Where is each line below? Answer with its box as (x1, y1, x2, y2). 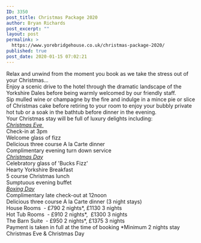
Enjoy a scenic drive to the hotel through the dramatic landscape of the (6, 82, 182, 90)
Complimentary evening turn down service (6, 147, 112, 154)
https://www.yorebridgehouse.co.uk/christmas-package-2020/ (11, 43, 165, 49)
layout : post (6, 31, 39, 37)
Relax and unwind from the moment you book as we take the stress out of (6, 70, 189, 77)
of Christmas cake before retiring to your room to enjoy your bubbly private (6, 102, 192, 109)
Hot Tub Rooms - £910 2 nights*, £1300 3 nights (6, 211, 128, 218)
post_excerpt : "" (6, 25, 50, 32)
